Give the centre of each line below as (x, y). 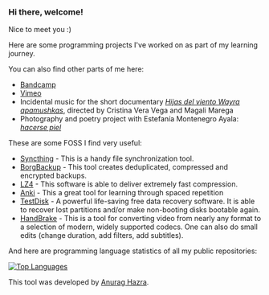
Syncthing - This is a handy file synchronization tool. (107, 158)
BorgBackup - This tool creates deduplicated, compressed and (124, 167)
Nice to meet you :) (40, 30)
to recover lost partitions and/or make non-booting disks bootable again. (140, 210)
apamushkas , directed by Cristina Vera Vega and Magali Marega (127, 110)
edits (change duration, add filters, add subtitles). (102, 236)
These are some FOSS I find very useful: (75, 143)
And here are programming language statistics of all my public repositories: (133, 251)
